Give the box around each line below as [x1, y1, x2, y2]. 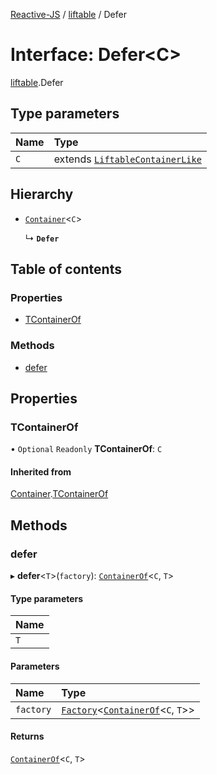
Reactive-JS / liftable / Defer [10, 9, 127, 20]
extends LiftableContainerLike [53, 152, 202, 166]
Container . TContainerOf [10, 488, 109, 500]
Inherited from [10, 465, 72, 478]
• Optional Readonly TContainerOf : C [10, 443, 163, 455]
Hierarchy [10, 186, 74, 203]
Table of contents [10, 260, 122, 278]
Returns [10, 730, 45, 743]
